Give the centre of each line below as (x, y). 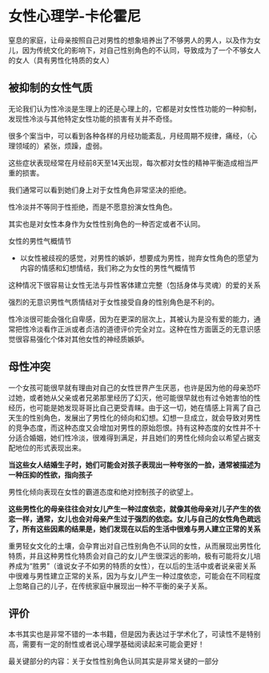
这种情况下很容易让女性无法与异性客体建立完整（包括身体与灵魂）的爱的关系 (134, 284)
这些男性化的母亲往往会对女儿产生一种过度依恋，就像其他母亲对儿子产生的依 (134, 509)
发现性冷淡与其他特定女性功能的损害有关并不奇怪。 (92, 119)
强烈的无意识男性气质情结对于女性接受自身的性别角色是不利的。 (113, 302)
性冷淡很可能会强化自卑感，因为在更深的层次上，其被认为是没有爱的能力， (131, 319)
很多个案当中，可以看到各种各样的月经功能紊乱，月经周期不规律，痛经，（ (129, 135)
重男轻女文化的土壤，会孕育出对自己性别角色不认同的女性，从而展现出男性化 (134, 546)
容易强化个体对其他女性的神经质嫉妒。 (85, 339)
